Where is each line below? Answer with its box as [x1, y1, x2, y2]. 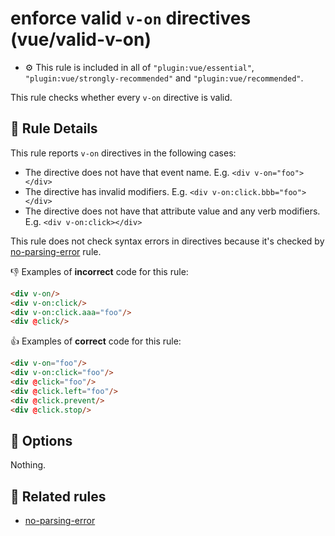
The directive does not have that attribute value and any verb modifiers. [24, 205, 321, 217]
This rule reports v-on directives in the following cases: [10, 147, 237, 159]
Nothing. [10, 459, 47, 471]
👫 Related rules [10, 488, 107, 505]
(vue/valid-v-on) [10, 28, 152, 51]
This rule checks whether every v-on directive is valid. [10, 91, 233, 103]
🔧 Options [10, 432, 73, 449]
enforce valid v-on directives [10, 7, 252, 30]
